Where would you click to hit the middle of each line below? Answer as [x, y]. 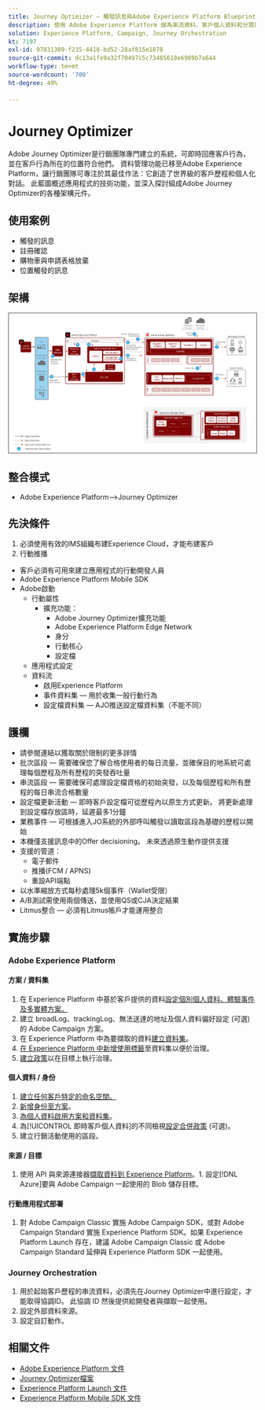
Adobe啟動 [37, 589]
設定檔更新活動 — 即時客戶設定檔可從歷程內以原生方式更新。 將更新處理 [136, 802]
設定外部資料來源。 [51, 1311]
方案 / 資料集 [29, 980]
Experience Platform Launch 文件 [73, 1388]
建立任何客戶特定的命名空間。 [68, 1096]
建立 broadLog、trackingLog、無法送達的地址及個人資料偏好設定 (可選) [134, 1018]
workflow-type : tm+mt [44, 67]
